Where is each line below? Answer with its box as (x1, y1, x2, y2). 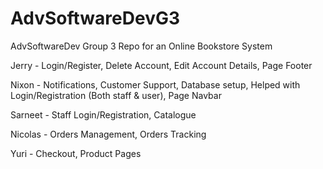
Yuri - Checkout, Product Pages (10, 147, 142, 159)
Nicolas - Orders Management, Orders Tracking (10, 128, 207, 140)
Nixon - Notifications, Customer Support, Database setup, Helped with (10, 78, 301, 91)
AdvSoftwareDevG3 (10, 7, 181, 30)
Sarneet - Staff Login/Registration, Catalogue (10, 108, 197, 121)
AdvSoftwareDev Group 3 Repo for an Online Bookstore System (10, 40, 273, 52)
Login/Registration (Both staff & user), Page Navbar (10, 89, 222, 101)
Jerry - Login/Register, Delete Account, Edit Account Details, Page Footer (10, 59, 313, 71)
